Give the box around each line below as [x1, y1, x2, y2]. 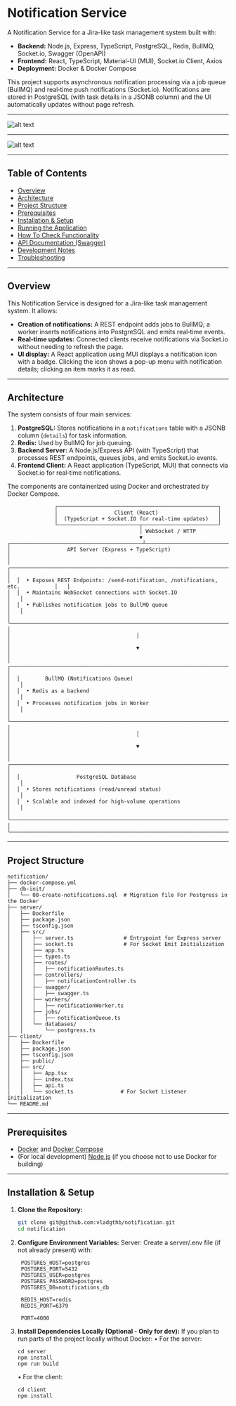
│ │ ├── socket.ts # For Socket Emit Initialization [7, 941, 225, 948]
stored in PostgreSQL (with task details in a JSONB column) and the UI [7, 93, 211, 101]
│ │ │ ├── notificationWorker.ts [7, 1002, 124, 1009]
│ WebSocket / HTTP [139, 528, 197, 535]
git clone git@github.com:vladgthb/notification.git [17, 1218, 176, 1226]
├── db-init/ [7, 886, 46, 893]
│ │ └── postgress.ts [7, 1027, 96, 1034]
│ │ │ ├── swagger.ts [7, 990, 90, 997]
